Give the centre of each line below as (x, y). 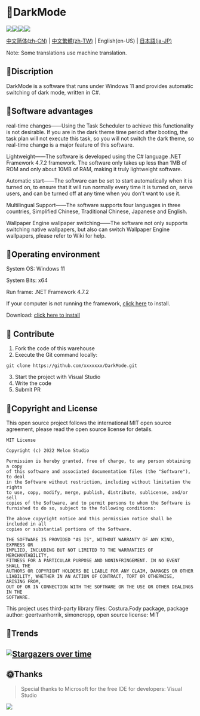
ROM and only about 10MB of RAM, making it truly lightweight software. (94, 169)
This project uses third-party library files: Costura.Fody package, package (97, 608)
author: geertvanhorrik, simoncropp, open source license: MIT (83, 615)
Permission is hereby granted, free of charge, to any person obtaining (99, 461)
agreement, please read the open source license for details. (80, 429)
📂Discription (30, 72)
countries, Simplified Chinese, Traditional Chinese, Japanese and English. (97, 211)
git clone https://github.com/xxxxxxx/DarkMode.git (72, 366)
